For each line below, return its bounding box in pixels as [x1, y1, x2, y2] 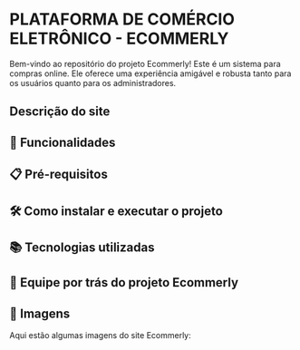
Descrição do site [9, 104, 111, 120]
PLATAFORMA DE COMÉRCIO [9, 9, 236, 30]
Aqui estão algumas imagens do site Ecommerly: [9, 330, 192, 341]
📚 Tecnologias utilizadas [9, 239, 155, 255]
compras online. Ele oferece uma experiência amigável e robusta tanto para [9, 68, 292, 79]
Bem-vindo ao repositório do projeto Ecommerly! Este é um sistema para [9, 58, 281, 69]
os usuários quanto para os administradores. [9, 77, 177, 88]
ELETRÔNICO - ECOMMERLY [9, 28, 229, 49]
